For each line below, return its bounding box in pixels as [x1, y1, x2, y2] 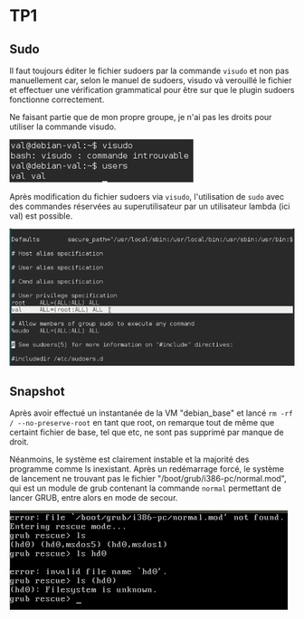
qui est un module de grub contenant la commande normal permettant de [9, 483, 282, 493]
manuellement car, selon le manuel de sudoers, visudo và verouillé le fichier [9, 75, 292, 86]
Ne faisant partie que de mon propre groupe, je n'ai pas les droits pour [9, 112, 272, 122]
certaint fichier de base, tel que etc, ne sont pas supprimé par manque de [9, 427, 284, 438]
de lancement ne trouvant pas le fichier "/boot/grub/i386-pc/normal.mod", [9, 474, 287, 484]
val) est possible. [9, 211, 73, 221]
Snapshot [9, 383, 65, 399]
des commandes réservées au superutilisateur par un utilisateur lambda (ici [9, 201, 290, 211]
